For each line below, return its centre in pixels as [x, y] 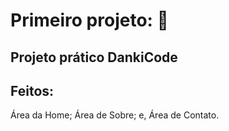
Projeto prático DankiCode [94, 57]
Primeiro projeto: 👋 [89, 20]
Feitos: [32, 90]
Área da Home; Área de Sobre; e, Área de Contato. [115, 115]
